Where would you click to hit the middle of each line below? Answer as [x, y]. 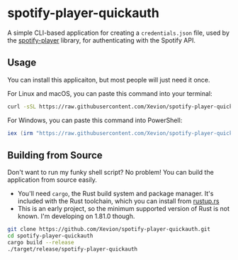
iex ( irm [20, 133]
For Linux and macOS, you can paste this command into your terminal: [110, 93]
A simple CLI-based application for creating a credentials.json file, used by [119, 33]
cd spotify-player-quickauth [50, 236]
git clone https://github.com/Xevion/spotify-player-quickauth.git [109, 229]
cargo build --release [41, 243]
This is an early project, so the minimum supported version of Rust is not [124, 209]
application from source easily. [52, 180]
